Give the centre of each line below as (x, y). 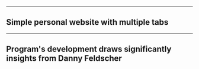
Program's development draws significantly (89, 49)
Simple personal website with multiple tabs (87, 22)
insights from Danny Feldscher (64, 59)
